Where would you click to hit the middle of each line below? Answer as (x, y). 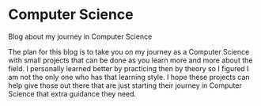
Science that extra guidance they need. (72, 93)
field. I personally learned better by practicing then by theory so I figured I (129, 68)
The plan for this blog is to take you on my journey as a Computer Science (129, 51)
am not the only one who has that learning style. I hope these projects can (129, 77)
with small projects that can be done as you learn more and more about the (130, 60)
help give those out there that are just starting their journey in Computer (125, 85)
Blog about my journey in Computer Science (80, 36)
